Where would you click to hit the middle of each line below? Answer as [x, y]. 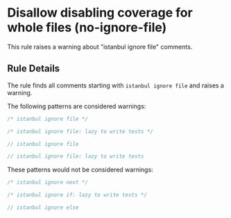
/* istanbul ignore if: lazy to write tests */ [77, 195]
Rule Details [34, 68]
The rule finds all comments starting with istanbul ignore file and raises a [115, 85]
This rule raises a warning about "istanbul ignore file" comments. [100, 47]
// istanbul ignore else [43, 208]
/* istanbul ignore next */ [48, 183]
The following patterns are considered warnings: [77, 106]
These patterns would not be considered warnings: [80, 170]
